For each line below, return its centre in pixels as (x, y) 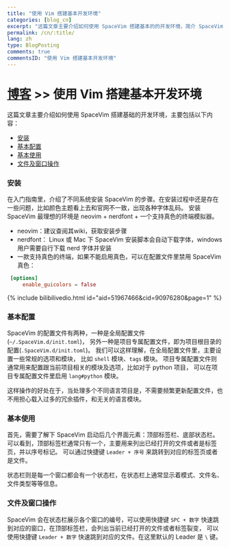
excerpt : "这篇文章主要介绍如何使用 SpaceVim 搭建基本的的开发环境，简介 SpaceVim (115, 26)
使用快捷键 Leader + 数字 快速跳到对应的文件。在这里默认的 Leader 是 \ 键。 (115, 537)
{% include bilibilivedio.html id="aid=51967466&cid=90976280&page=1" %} (115, 298)
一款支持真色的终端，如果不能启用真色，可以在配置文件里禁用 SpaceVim (119, 256)
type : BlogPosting (33, 45)
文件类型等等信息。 (34, 484)
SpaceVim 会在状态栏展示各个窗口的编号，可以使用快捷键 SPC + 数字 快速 (110, 520)
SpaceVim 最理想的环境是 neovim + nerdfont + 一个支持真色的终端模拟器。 (113, 216)
